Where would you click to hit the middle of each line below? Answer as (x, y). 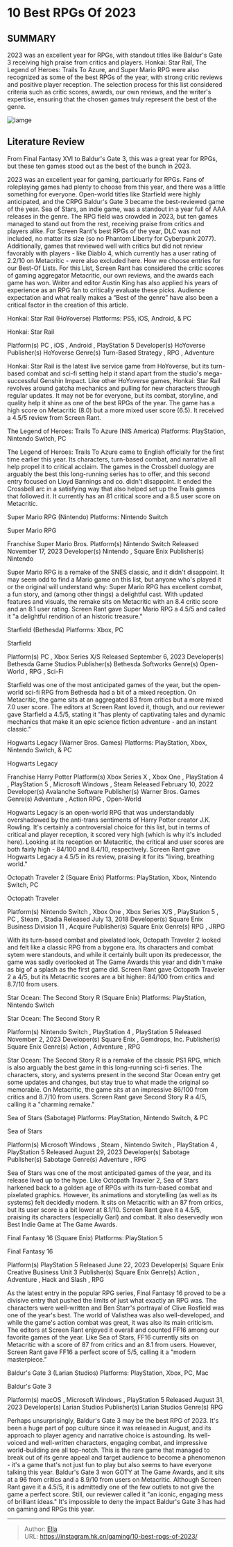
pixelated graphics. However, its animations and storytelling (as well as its (112, 1194)
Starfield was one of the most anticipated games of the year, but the (105, 684)
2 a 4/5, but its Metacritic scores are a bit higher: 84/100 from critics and (111, 977)
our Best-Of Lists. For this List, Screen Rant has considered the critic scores (115, 268)
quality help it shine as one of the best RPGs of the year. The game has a (111, 403)
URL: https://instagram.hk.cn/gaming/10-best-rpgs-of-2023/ (111, 1536)
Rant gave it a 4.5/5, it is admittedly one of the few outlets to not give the (111, 1487)
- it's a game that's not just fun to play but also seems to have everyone (110, 1464)
